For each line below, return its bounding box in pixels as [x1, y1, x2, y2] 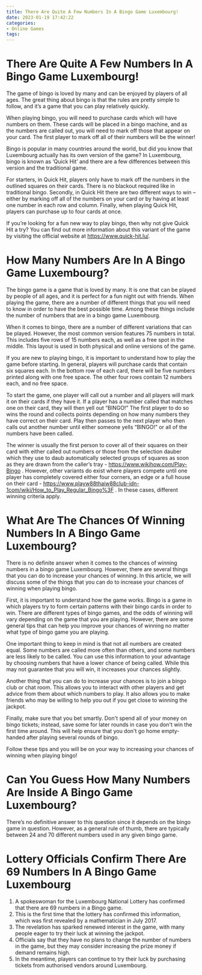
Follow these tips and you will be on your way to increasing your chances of [6, 745, 194, 752]
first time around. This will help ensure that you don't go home [6, 727, 161, 734]
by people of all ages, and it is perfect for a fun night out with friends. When [6, 292, 194, 300]
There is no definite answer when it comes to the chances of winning [6, 559, 177, 566]
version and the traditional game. [6, 164, 88, 172]
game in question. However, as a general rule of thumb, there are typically [6, 825, 189, 832]
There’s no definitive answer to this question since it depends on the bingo [6, 818, 191, 825]
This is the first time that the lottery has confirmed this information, [14, 910, 181, 918]
